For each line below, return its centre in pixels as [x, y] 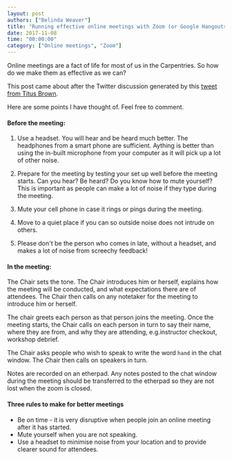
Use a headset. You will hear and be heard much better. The [103, 138]
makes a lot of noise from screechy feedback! [83, 251]
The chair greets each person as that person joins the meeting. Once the [110, 317]
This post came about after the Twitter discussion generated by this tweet [112, 86]
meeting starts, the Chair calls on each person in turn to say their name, [109, 325]
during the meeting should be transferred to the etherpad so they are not [111, 381]
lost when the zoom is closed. [49, 388]
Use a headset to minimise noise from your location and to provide [112, 442]
